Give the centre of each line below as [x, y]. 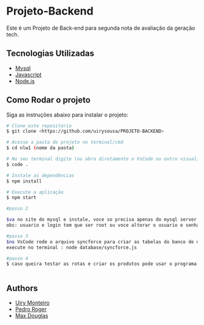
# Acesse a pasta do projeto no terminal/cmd [65, 142]
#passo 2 [17, 209]
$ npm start [21, 198]
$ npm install [24, 181]
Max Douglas [32, 316]
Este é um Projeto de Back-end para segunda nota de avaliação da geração [101, 28]
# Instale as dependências [40, 175]
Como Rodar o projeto [49, 100]
